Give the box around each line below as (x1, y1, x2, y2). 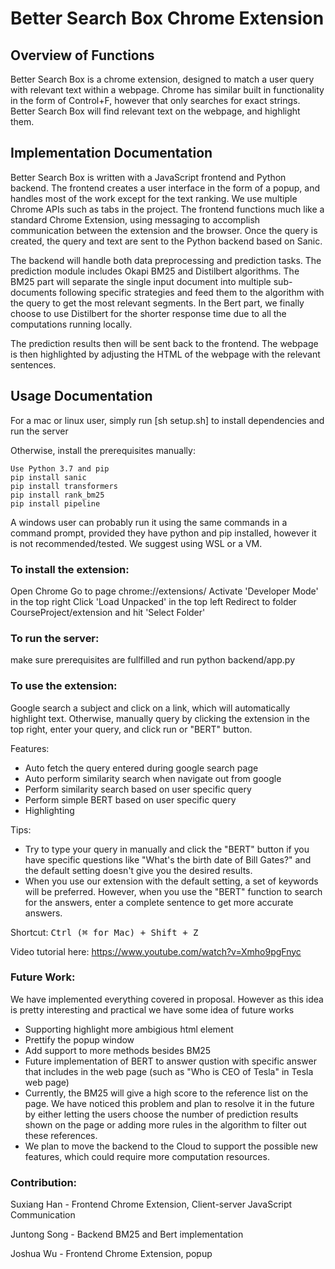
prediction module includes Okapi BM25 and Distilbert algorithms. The (10, 265, 300, 277)
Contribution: (10, 1175, 78, 1189)
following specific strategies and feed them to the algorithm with (58, 286, 325, 298)
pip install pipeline (10, 498, 101, 509)
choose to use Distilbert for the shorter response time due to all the (10, 307, 287, 319)
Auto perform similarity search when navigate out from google (24, 772, 282, 784)
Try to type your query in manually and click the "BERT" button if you (24, 843, 310, 855)
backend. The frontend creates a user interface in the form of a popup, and (10, 182, 321, 194)
